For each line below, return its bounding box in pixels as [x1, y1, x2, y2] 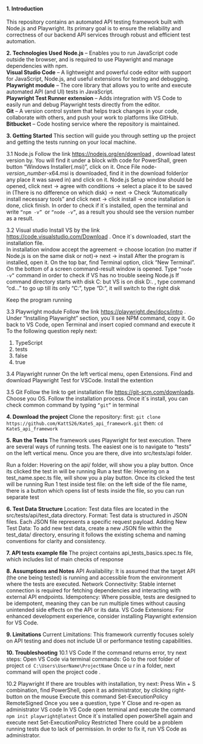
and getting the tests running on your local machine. [6, 138, 137, 146]
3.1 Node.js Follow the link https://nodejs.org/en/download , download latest [6, 150, 196, 158]
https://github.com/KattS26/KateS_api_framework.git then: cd [6, 419, 164, 427]
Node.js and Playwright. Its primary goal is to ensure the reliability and [6, 25, 182, 32]
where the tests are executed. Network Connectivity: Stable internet [6, 580, 176, 588]
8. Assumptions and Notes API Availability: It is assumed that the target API [6, 567, 196, 575]
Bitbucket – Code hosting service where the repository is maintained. [6, 120, 180, 127]
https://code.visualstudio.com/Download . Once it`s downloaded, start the [6, 233, 191, 240]
